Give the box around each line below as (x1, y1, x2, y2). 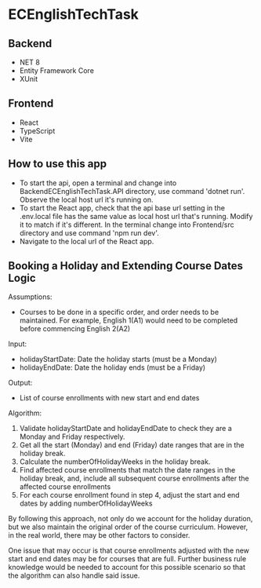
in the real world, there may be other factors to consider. (8, 531, 190, 540)
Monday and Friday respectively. (19, 432, 125, 441)
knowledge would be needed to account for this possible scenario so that (8, 563, 245, 572)
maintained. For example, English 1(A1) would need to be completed (19, 316, 238, 325)
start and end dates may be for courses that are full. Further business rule (8, 554, 247, 564)
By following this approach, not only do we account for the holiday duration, (8, 514, 253, 524)
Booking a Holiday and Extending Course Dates (8, 259, 244, 272)
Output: (8, 378, 33, 388)
